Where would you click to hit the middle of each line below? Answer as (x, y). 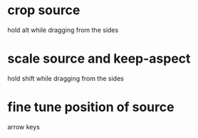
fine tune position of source (91, 107)
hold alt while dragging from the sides (63, 30)
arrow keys (24, 127)
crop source (44, 10)
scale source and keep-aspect (99, 59)
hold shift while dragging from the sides (66, 78)
